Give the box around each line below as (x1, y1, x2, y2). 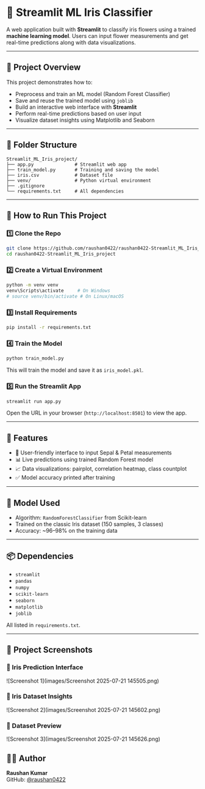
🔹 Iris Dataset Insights (6, 692, 73, 701)
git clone (6, 245, 32, 251)
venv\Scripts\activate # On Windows (6, 287, 111, 294)
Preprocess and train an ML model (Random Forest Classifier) (15, 90, 171, 97)
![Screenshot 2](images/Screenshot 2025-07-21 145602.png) (6, 706, 160, 713)
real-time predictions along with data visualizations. (6, 39, 136, 46)
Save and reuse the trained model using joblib (15, 97, 134, 104)
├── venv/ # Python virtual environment (6, 177, 151, 183)
